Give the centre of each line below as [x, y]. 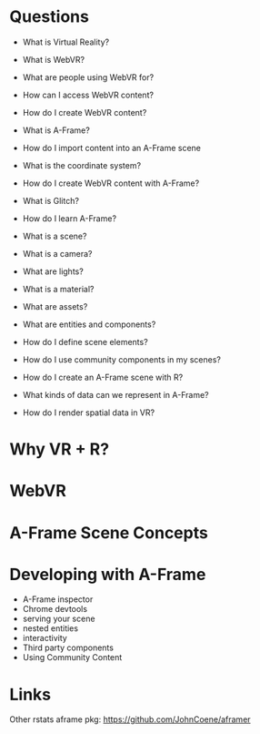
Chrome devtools [55, 609]
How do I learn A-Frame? [69, 218]
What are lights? [53, 271]
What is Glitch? [51, 200]
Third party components [68, 647]
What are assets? [55, 306]
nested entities [50, 628]
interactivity [45, 638]
